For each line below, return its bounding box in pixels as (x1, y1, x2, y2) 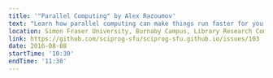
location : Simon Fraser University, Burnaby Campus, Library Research (8, 27, 253, 35)
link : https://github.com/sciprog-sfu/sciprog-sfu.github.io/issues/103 (8, 34, 260, 43)
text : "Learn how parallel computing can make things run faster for (8, 19, 249, 28)
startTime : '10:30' (8, 50, 75, 58)
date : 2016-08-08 (8, 42, 67, 50)
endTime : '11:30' (8, 58, 67, 66)
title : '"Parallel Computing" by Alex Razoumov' (8, 11, 176, 20)
